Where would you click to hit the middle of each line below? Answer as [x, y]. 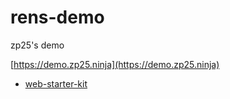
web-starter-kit [56, 83]
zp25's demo [37, 45]
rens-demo [57, 17]
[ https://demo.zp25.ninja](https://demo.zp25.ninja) [115, 64]
